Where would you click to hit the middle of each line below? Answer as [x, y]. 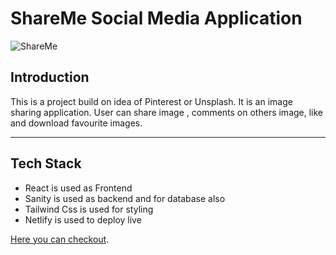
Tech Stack [46, 163]
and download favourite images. [76, 123]
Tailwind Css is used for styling [89, 209]
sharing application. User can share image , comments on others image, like [167, 112]
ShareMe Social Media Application [156, 18]
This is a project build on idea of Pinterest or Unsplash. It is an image [151, 101]
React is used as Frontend [78, 188]
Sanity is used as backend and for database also [125, 198]
